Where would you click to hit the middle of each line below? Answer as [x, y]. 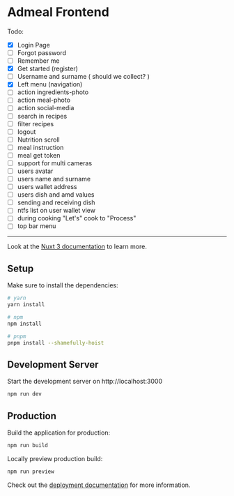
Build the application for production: [58, 433]
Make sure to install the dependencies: [63, 285]
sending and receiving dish [56, 202]
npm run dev [24, 394]
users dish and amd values [56, 195]
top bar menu [37, 226]
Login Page [33, 45]
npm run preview [31, 472]
